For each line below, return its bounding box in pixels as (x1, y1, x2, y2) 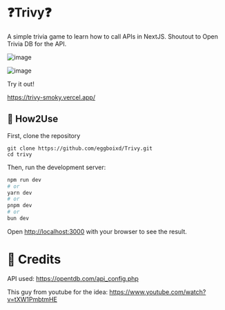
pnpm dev (7, 202, 32, 209)
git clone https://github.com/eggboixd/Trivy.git (7, 145, 153, 152)
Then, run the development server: (7, 163, 106, 171)
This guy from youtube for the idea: (7, 287, 108, 296)
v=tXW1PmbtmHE (7, 295, 57, 303)
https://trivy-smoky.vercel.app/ (7, 93, 95, 101)
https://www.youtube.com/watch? (109, 287, 206, 296)
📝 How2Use (7, 113, 59, 125)
